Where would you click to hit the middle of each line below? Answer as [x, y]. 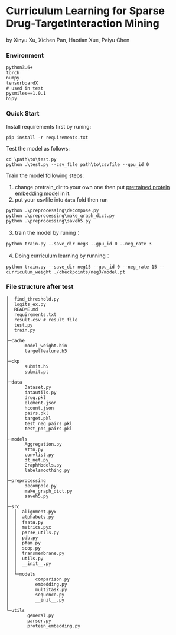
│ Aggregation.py [34, 444]
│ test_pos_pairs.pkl [39, 429]
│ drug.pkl [26, 398]
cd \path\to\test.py [32, 159]
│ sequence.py [35, 595]
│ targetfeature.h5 [37, 351]
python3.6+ [19, 68]
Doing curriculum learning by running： [63, 256]
